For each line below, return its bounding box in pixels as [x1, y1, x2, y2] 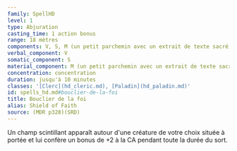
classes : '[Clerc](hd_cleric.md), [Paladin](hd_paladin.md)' [7, 83, 191, 90]
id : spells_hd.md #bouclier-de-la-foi [7, 89, 119, 96]
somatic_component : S [7, 56, 71, 64]
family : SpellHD [7, 10, 55, 18]
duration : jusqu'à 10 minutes [7, 75, 97, 83]
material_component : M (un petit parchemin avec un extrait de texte [7, 63, 217, 70]
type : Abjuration [7, 23, 59, 30]
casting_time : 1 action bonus [7, 30, 97, 37]
